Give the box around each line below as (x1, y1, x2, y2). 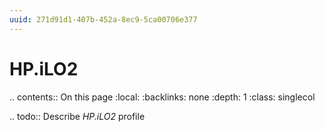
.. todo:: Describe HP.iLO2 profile (9, 110, 146, 122)
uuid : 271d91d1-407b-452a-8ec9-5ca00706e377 (9, 14, 198, 25)
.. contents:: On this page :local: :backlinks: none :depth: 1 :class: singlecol (9, 91, 316, 103)
